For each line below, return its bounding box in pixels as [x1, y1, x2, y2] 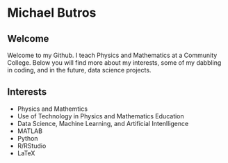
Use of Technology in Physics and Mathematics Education [17, 111, 184, 120]
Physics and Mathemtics [17, 104, 88, 113]
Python [17, 134, 38, 142]
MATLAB [17, 127, 43, 135]
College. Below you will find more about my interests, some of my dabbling [7, 59, 222, 67]
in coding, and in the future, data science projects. [7, 66, 152, 74]
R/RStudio [17, 141, 47, 150]
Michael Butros [7, 5, 97, 21]
